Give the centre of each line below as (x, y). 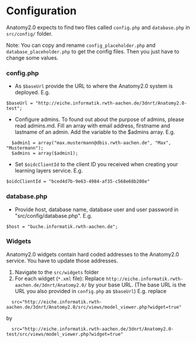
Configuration (42, 11)
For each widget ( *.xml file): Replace (60, 278)
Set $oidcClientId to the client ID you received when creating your (96, 164)
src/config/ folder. (29, 33)
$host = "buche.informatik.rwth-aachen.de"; (62, 227)
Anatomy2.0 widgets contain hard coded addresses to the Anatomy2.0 (93, 254)
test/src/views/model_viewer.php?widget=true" (65, 334)
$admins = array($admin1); (45, 153)
